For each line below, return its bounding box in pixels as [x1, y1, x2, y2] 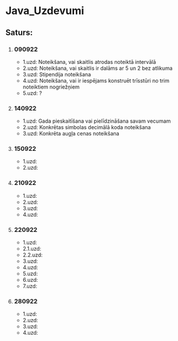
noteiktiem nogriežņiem [22, 83, 80, 90]
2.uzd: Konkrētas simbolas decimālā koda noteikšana [22, 124, 151, 131]
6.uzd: [22, 276, 39, 283]
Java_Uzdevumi [5, 4, 84, 18]
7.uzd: [22, 283, 37, 290]
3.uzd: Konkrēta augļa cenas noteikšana [22, 130, 119, 137]
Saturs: [5, 28, 33, 38]
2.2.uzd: [22, 251, 43, 259]
